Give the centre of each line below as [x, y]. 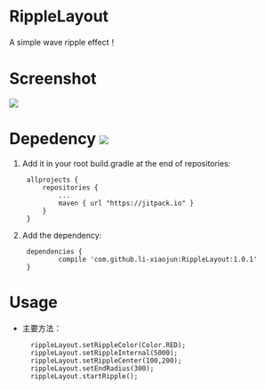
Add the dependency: [62, 235]
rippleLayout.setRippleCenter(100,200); [106, 361]
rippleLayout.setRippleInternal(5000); [104, 353]
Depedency [52, 139]
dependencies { [54, 251]
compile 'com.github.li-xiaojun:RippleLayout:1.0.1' [158, 259]
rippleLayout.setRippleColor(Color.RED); [108, 345]
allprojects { [52, 180]
